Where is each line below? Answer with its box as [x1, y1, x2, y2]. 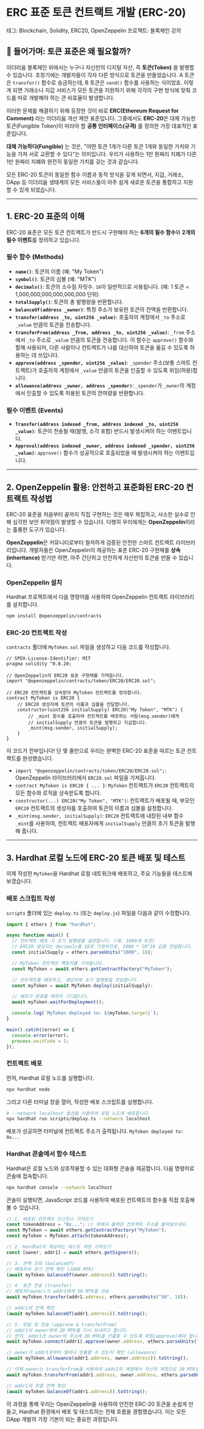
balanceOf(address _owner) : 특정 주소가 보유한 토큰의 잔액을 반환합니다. [15, 305, 189, 313]
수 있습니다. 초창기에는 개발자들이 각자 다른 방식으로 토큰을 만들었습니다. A [6, 71, 183, 78]
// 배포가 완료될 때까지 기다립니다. [12, 994, 89, 1000]
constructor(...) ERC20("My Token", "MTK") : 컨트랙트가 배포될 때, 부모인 [15, 797, 195, 804]
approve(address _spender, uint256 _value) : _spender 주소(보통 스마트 [15, 359, 191, 366]
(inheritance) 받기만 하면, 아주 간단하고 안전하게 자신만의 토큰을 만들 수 [6, 554, 177, 561]
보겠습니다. [6, 877, 33, 885]
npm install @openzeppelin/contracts [6, 613, 102, 619]
